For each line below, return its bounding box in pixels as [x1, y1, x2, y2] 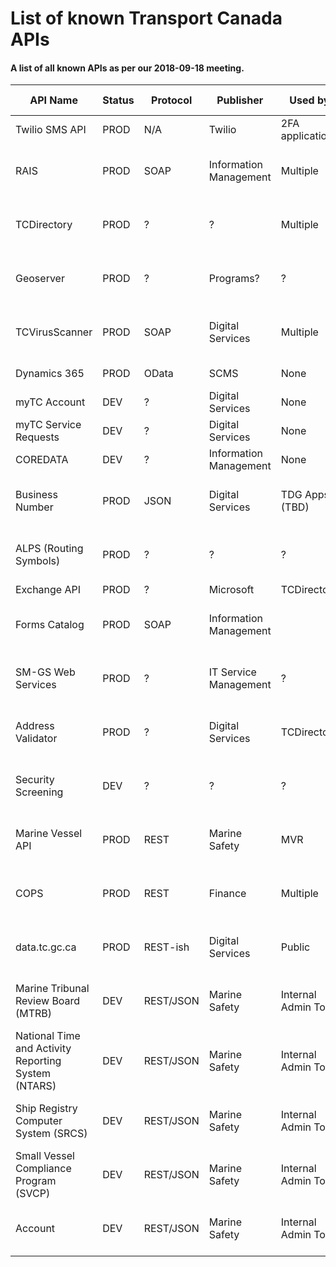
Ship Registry [15, 1102, 78, 1116]
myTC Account [15, 395, 86, 409]
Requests [15, 430, 60, 444]
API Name [29, 93, 78, 107]
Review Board [15, 994, 81, 1008]
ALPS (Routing [15, 542, 84, 556]
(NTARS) [15, 1079, 57, 1093]
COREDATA [15, 453, 69, 467]
